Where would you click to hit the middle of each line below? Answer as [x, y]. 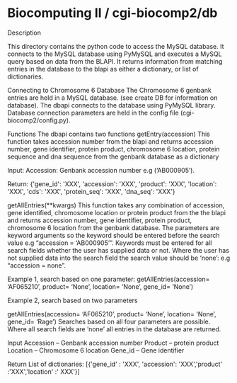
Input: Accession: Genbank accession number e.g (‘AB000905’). [101, 170]
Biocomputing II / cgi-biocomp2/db [112, 13]
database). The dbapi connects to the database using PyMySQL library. [111, 105]
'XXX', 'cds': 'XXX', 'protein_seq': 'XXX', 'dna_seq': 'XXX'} [91, 191]
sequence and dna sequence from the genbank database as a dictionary [113, 156]
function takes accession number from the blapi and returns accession [110, 141]
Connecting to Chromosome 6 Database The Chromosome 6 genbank [110, 90]
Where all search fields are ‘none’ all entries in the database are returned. [114, 329]
